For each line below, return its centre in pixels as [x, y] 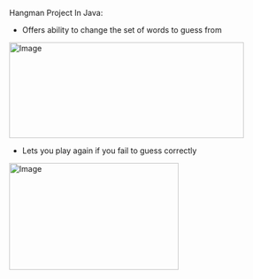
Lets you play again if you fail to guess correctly [109, 151]
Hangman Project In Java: [56, 13]
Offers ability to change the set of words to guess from [122, 30]
